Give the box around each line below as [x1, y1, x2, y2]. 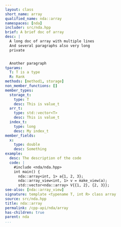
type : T [14, 97, 29, 102]
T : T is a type [9, 70, 40, 75]
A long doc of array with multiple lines [9, 39, 95, 44]
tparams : [5, 65, 23, 70]
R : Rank [9, 74, 25, 79]
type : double [14, 142, 40, 147]
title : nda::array [5, 201, 42, 206]
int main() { [14, 169, 40, 174]
